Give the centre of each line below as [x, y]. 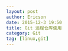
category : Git [24, 33]
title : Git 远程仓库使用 [34, 28]
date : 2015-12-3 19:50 [34, 22]
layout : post [22, 11]
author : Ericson [26, 17]
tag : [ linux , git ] [27, 39]
